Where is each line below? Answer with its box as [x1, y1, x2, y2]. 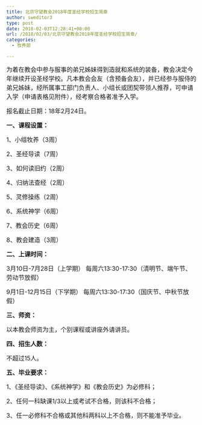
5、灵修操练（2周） [6, 192, 62, 201]
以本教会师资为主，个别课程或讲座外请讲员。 [6, 325, 134, 333]
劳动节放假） [6, 273, 43, 282]
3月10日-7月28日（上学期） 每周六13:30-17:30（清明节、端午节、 [6, 264, 192, 272]
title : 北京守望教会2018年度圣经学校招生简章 [6, 8, 109, 15]
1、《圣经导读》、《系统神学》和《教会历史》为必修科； [6, 382, 157, 391]
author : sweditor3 [6, 14, 52, 20]
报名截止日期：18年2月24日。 [6, 107, 90, 115]
